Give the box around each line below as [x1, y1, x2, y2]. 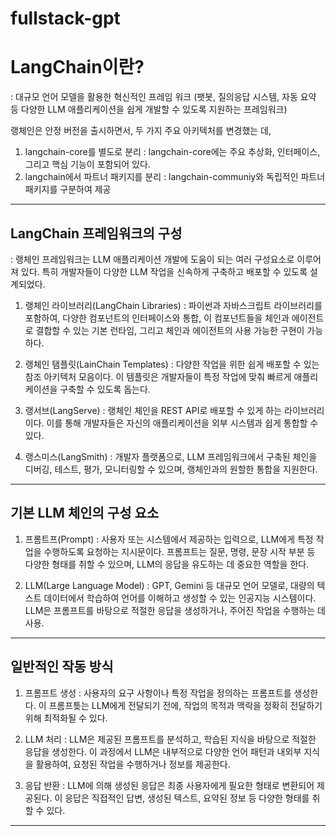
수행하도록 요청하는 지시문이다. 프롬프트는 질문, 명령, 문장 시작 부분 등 [43, 545, 316, 557]
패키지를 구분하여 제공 [24, 183, 112, 196]
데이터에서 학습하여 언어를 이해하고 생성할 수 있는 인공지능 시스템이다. [43, 592, 317, 604]
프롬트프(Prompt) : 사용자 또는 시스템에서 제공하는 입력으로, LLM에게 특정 [24, 533, 314, 545]
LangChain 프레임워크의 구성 [10, 225, 183, 242]
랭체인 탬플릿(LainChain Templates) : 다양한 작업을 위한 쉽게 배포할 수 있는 [24, 358, 320, 370]
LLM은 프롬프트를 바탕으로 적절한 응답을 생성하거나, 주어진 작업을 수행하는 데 [24, 604, 326, 616]
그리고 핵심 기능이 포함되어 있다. [24, 158, 151, 171]
